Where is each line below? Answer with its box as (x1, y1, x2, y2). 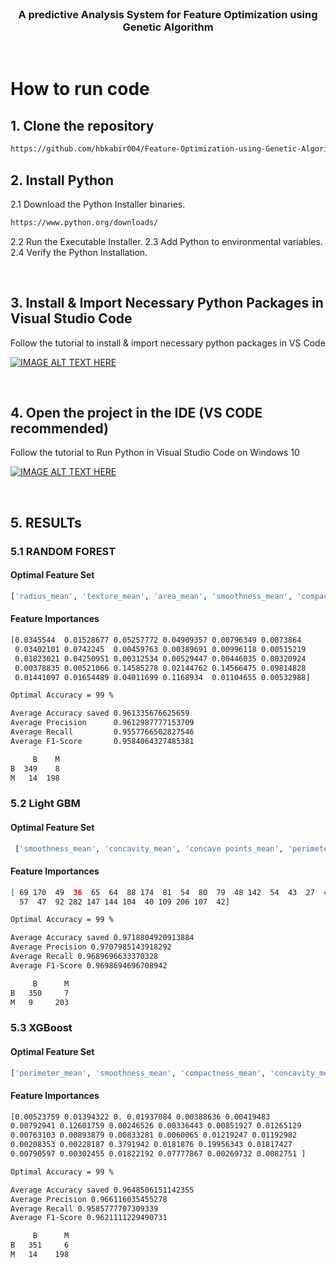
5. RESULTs (10, 514, 82, 531)
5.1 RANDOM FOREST (10, 544, 117, 558)
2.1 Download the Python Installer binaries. (10, 198, 186, 210)
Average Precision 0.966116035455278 (10, 1194, 168, 1204)
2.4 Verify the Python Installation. (10, 246, 148, 258)
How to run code (10, 78, 150, 101)
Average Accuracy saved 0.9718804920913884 (10, 933, 195, 943)
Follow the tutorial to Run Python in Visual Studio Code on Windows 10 (10, 447, 300, 459)
